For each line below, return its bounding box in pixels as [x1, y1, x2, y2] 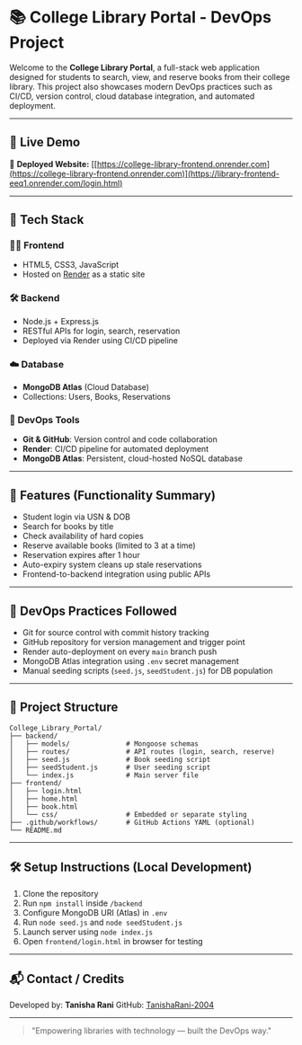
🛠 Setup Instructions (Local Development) [9, 860, 253, 875]
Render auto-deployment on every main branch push [22, 646, 218, 657]
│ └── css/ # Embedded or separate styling [9, 810, 247, 819]
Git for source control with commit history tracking [22, 626, 209, 638]
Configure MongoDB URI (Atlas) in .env [22, 907, 168, 917]
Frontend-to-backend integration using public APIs [22, 569, 211, 580]
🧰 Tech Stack [9, 212, 84, 227]
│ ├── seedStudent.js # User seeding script [9, 763, 211, 772]
